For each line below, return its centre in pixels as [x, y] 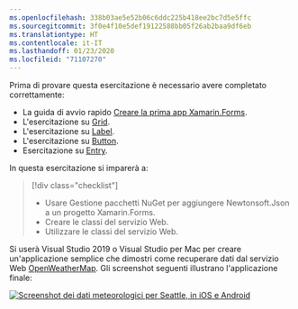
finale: [21, 277]
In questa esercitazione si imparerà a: [79, 168]
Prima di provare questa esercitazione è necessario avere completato [138, 85]
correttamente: [37, 95]
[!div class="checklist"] [75, 185]
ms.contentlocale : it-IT [56, 43]
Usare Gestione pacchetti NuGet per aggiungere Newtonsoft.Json [167, 203]
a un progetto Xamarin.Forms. [100, 212]
